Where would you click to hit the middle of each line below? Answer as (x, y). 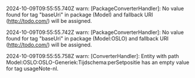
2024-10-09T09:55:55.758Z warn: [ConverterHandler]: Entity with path (92, 56)
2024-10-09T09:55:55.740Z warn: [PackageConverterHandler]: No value (95, 9)
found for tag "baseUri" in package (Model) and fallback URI (80, 15)
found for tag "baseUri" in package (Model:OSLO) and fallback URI (87, 38)
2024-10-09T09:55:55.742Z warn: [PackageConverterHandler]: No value (95, 32)
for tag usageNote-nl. (32, 69)
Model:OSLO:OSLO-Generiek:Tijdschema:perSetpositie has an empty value (98, 62)
